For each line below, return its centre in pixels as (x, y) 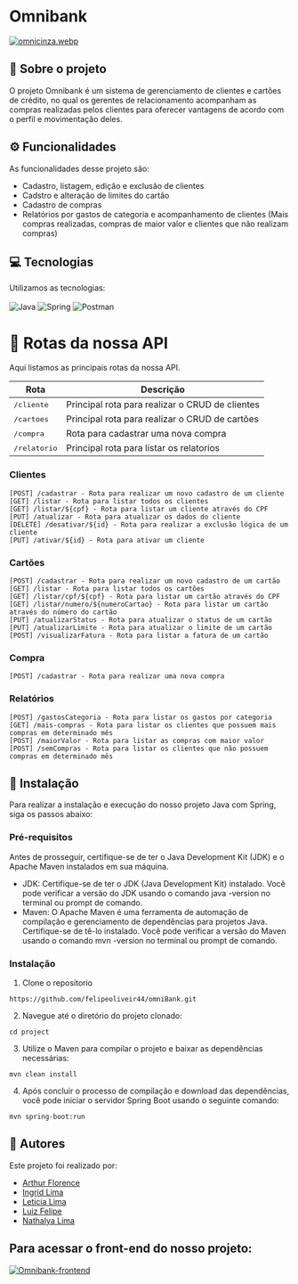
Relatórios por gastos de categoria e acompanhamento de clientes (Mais (155, 214)
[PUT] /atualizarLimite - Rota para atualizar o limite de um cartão (141, 627)
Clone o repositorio (57, 983)
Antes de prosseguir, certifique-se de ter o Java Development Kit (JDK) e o (147, 856)
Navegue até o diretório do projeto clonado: (102, 1015)
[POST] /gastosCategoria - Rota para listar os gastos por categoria (141, 717)
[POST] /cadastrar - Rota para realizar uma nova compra (117, 676)
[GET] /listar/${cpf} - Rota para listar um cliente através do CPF (139, 509)
